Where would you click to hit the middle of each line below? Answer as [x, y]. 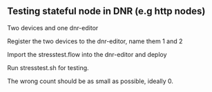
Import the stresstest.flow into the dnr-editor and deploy [87, 54]
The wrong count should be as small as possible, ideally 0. [90, 81]
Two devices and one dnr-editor [53, 27]
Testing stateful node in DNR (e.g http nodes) [106, 11]
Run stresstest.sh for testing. [48, 67]
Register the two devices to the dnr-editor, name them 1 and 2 [95, 41]
